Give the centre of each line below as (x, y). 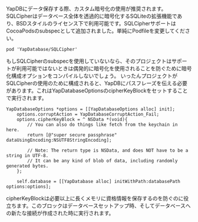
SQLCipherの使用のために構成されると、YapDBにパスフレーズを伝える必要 (97, 83)
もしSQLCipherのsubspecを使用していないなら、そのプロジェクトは (89, 61)
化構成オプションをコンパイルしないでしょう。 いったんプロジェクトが (92, 76)
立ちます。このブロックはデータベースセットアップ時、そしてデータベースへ (98, 206)
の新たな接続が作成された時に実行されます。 (60, 213)
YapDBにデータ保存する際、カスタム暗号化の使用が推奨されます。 (86, 9)
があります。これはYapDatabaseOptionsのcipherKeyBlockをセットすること (97, 91)
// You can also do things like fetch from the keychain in (103, 125)
